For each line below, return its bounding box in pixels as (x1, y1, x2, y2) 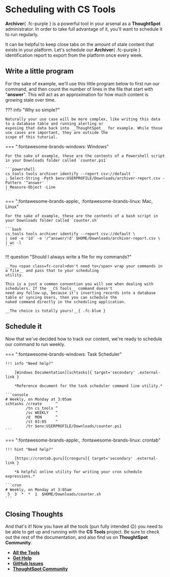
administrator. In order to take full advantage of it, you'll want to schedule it (5, 26, 163, 32)
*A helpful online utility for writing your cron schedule (14, 469, 143, 474)
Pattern (5, 180, 22, 185)
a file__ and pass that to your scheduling (5, 268, 99, 273)
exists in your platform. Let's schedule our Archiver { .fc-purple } (5, 47, 141, 53)
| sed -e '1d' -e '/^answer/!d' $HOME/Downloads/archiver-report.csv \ (5, 236, 160, 241)
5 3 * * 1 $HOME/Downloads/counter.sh (7, 492, 101, 497)
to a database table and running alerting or (5, 121, 103, 126)
